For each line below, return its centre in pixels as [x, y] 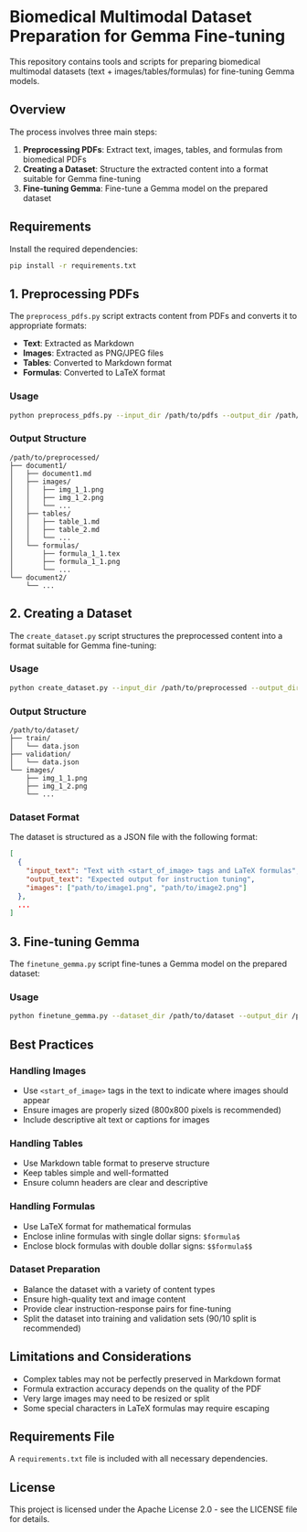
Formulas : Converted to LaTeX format [94, 373]
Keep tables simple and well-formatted [95, 1173]
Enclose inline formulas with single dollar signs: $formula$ [131, 1236]
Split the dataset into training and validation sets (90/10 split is [140, 1318]
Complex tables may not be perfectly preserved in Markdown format [152, 1378]
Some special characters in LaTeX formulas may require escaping [146, 1408]
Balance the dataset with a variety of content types [119, 1289]
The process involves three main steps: [84, 132]
